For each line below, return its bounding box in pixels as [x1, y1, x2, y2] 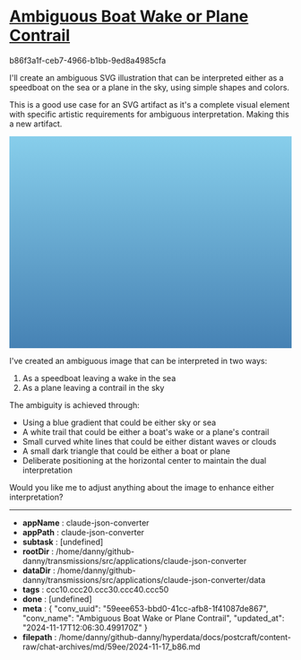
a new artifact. [9, 118, 63, 129]
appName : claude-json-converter [21, 517, 150, 528]
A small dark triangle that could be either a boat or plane [21, 446, 231, 456]
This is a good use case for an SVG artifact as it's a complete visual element [9, 99, 290, 109]
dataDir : [21, 565, 56, 576]
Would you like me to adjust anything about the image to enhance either [9, 482, 275, 492]
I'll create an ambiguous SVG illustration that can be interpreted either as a [9, 72, 284, 82]
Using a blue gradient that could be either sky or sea [21, 417, 217, 428]
